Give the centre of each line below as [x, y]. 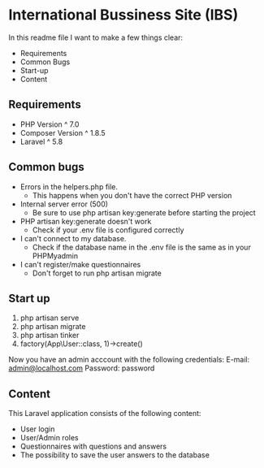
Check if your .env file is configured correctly [108, 230]
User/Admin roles [49, 438]
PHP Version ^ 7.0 [50, 124]
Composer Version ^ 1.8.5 [63, 132]
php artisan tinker [50, 336]
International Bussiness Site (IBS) [123, 15]
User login [37, 429]
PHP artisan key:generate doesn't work [86, 221]
